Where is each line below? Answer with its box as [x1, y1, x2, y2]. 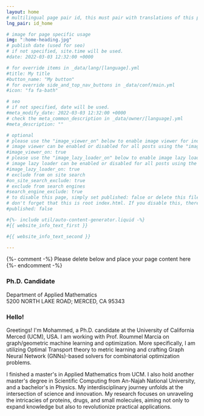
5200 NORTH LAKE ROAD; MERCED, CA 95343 [6, 297, 125, 305]
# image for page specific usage [6, 31, 91, 37]
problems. [6, 359, 32, 366]
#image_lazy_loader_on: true [6, 166, 80, 172]
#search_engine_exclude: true [6, 189, 83, 195]
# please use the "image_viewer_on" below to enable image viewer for [6, 138, 189, 144]
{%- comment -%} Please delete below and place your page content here [6, 255, 191, 263]
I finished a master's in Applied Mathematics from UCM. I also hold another [6, 370, 194, 378]
